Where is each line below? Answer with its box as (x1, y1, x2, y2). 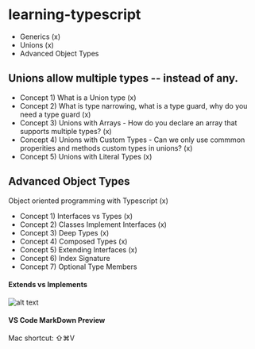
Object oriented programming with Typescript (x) (8, 196, 169, 205)
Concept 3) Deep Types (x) (19, 228, 110, 237)
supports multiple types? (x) (19, 126, 113, 136)
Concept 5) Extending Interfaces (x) (19, 244, 137, 255)
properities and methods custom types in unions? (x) (19, 143, 193, 152)
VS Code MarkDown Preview (8, 316, 106, 325)
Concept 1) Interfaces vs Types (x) (19, 211, 133, 221)
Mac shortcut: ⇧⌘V (8, 333, 75, 343)
